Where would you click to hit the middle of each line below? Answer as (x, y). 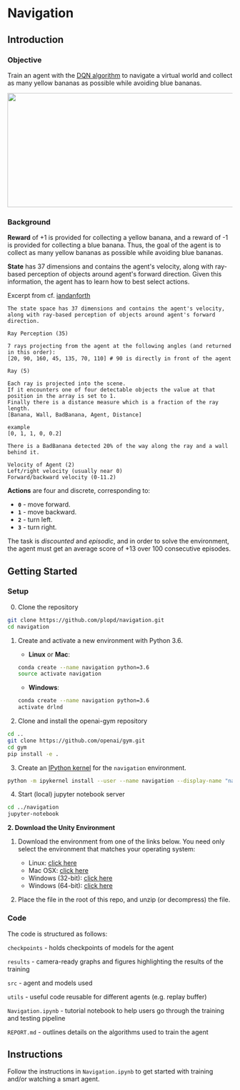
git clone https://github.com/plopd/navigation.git (86, 620)
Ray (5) (19, 371)
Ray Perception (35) (38, 334)
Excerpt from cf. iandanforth (49, 296)
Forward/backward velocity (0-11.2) (62, 477)
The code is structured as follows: (57, 934)
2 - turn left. (35, 520)
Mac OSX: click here (59, 871)
